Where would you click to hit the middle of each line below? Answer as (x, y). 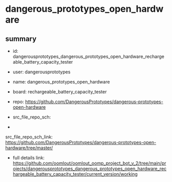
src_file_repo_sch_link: (29, 137)
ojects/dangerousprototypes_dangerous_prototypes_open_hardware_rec (90, 169)
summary (21, 39)
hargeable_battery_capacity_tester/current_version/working (75, 174)
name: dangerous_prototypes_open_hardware (61, 82)
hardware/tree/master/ (29, 148)
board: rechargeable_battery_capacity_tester (60, 92)
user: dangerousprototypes (41, 72)
